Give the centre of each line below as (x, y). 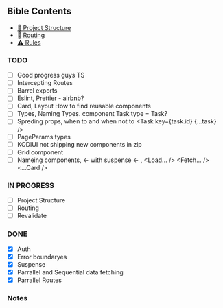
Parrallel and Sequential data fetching (70, 272)
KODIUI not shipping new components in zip (79, 144)
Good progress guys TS (51, 75)
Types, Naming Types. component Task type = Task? (92, 114)
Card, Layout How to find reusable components (84, 106)
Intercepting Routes (45, 83)
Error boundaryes (42, 257)
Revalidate (32, 216)
